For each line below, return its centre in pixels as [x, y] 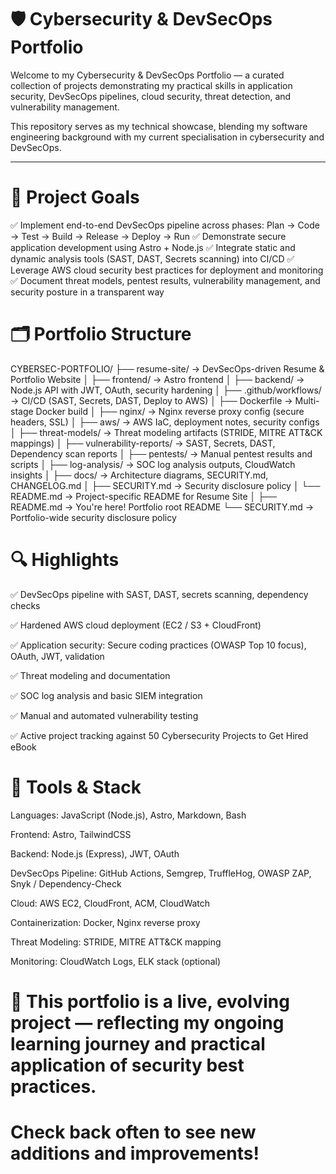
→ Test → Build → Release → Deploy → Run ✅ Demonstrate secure [148, 236]
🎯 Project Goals [75, 197]
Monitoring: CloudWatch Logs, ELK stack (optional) [115, 961]
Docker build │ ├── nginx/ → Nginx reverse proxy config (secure [170, 411]
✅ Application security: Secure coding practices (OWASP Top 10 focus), [158, 645]
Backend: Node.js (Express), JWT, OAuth [95, 853]
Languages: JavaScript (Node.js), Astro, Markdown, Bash [128, 815]
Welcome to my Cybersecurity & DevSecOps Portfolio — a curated [147, 75]
